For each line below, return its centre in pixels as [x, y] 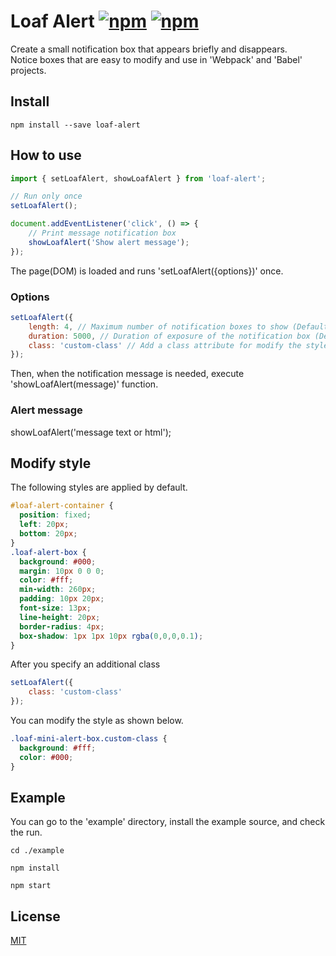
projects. [28, 70]
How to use [46, 155]
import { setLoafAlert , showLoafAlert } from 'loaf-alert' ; [138, 178]
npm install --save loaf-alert [75, 125]
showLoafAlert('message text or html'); [91, 432]
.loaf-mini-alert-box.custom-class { [89, 739]
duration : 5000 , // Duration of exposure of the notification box [169, 336]
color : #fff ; [46, 580]
